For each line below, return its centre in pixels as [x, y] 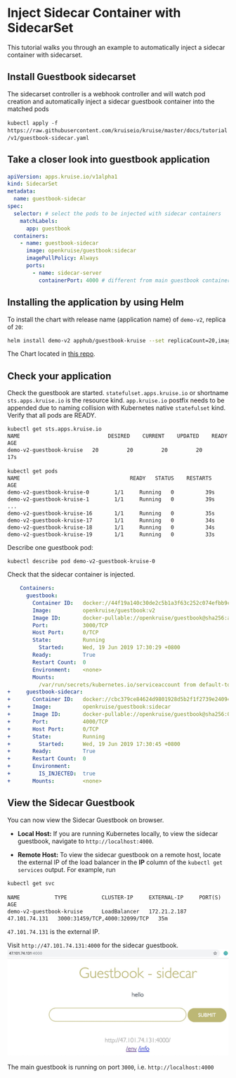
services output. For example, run [66, 869]
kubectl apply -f [33, 123]
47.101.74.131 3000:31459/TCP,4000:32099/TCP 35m [88, 918]
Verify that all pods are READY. [52, 416]
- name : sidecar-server [67, 273]
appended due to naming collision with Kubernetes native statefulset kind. [117, 408]
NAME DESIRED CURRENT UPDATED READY [118, 436]
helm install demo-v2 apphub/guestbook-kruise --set [86, 340]
